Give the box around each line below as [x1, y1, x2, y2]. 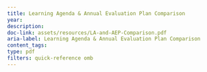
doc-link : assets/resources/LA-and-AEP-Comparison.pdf [7, 29, 167, 36]
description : [7, 23, 45, 29]
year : [7, 16, 23, 23]
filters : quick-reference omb [7, 55, 94, 62]
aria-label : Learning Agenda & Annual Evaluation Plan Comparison [7, 36, 201, 43]
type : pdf [7, 49, 36, 56]
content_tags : [7, 42, 48, 49]
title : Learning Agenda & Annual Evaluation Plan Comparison [7, 10, 186, 17]
